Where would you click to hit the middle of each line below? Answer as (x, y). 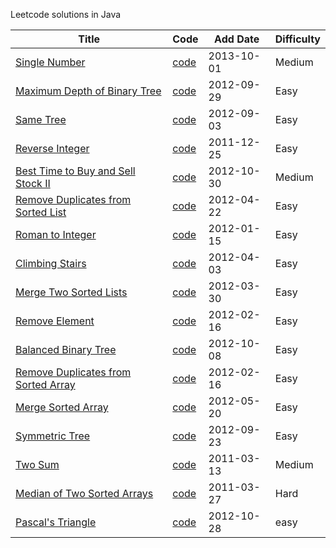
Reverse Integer (52, 148)
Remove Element (55, 321)
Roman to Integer (56, 234)
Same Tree (41, 119)
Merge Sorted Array (62, 407)
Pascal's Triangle (56, 522)
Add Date (237, 39)
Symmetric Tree (53, 436)
